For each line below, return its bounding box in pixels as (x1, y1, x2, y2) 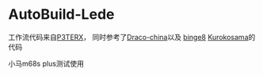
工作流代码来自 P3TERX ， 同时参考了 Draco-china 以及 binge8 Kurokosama (8, 32, 249, 42)
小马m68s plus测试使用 (8, 59, 85, 68)
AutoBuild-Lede (8, 5, 115, 24)
